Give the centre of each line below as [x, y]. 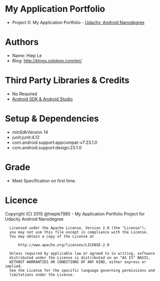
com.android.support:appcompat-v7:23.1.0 [55, 142]
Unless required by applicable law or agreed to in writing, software [82, 253]
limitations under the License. [42, 275]
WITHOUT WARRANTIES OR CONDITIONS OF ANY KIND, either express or [78, 262]
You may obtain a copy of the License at [52, 236]
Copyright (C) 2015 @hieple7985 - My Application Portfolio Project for [75, 214]
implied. [14, 266]
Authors [22, 42]
